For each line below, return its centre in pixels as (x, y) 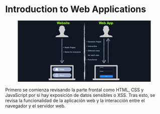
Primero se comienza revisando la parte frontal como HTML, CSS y (74, 90)
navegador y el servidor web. (36, 106)
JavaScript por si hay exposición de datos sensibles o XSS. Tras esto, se (80, 95)
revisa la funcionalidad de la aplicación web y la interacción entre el (75, 100)
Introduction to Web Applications (76, 9)
